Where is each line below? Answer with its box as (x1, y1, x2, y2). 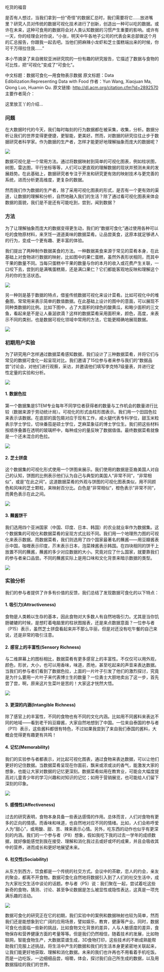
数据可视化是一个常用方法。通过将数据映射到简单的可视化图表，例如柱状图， (5, 158, 159, 164)
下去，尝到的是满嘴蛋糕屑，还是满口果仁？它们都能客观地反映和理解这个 (13, 266, 159, 272)
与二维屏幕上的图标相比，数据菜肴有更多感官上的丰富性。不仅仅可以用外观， (5, 656, 159, 662)
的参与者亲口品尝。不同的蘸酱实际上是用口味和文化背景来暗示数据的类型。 (5, 555, 155, 561)
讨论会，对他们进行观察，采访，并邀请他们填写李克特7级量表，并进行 (11, 363, 151, 369)
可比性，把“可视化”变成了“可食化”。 (5, 62, 77, 68)
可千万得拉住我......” (5, 46, 44, 51)
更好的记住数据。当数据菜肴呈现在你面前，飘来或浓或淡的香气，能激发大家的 (5, 762, 159, 768)
